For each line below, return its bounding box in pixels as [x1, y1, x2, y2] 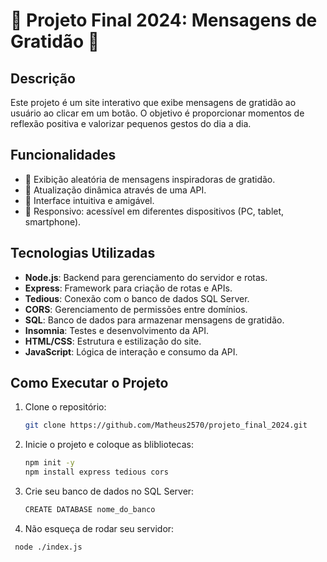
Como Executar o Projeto [10, 375, 169, 392]
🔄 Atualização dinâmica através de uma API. [24, 184, 207, 196]
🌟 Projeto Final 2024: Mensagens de [10, 9, 318, 32]
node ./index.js [14, 542, 83, 552]
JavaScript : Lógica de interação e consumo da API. [24, 345, 238, 358]
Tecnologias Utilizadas [10, 245, 156, 262]
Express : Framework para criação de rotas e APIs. [24, 282, 233, 294]
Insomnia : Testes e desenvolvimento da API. [24, 324, 210, 336]
